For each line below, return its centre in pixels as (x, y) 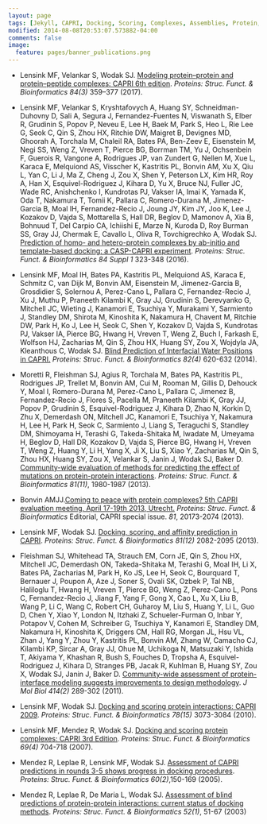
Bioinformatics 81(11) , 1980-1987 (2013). (85, 484)
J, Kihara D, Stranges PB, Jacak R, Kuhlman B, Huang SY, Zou (156, 665)
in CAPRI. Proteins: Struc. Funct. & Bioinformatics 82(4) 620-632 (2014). (138, 359)
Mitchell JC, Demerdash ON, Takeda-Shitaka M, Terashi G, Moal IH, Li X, (138, 564)
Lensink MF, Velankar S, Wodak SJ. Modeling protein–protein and (127, 75)
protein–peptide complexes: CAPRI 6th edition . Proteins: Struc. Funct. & (137, 83)
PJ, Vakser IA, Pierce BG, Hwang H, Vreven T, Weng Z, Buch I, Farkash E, (139, 334)
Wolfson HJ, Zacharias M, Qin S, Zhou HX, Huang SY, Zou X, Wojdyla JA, (139, 342)
